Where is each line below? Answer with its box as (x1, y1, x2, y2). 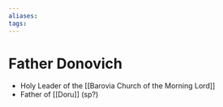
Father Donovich (8, 54, 123, 73)
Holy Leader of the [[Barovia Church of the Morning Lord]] (19, 81, 216, 91)
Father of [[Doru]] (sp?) (19, 90, 99, 100)
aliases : (8, 11, 38, 20)
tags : (8, 19, 27, 28)
